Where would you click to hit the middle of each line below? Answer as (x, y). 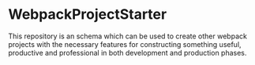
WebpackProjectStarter (88, 14)
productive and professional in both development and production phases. (127, 52)
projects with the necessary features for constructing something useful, (125, 44)
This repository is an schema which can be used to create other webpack (127, 36)
